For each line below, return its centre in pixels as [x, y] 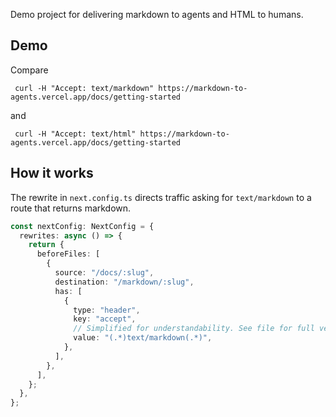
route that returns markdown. [71, 208]
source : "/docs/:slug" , [104, 273]
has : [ [68, 291]
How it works [52, 173]
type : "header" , [107, 310]
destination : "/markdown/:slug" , [124, 282]
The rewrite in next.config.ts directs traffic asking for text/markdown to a [161, 197]
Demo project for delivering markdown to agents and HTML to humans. [157, 14]
